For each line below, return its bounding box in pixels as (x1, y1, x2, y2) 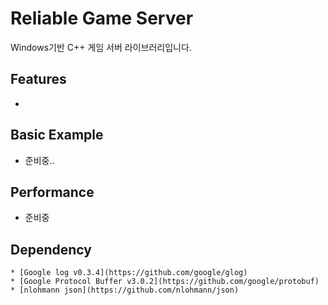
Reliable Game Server (10, 7, 194, 30)
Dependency (10, 241, 92, 258)
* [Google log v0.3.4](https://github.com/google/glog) (10, 268, 248, 278)
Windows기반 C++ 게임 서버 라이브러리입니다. (10, 41, 192, 53)
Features (10, 71, 67, 88)
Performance (10, 183, 95, 201)
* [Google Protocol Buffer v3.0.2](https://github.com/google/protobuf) (10, 277, 320, 287)
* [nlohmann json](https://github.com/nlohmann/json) (10, 285, 240, 296)
